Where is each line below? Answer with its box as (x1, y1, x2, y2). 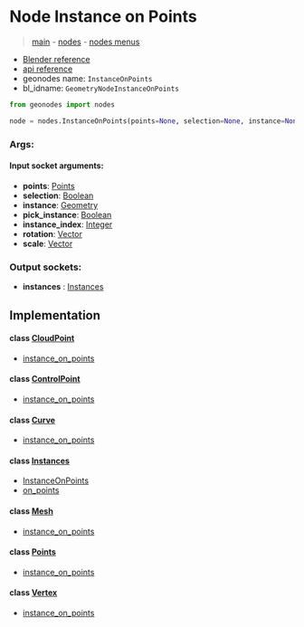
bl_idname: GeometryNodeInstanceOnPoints (22, 82, 179, 93)
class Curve (9, 414, 56, 425)
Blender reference (22, 53, 90, 64)
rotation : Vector (22, 228, 83, 239)
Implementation (9, 308, 101, 323)
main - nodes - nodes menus (31, 36, 140, 47)
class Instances (9, 455, 71, 466)
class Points (9, 546, 57, 557)
